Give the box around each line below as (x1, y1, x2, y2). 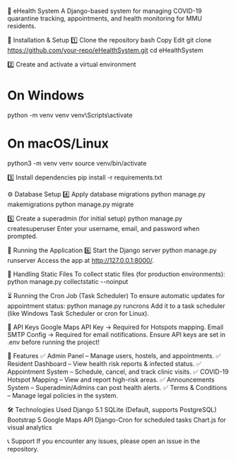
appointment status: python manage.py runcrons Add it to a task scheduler (7, 301, 226, 310)
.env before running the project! (7, 338, 100, 346)
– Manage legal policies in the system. (7, 391, 119, 399)
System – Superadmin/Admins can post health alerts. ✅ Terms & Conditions (7, 383, 228, 391)
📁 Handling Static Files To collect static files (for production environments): (7, 269, 225, 278)
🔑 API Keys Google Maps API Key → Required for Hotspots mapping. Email (7, 322, 224, 331)
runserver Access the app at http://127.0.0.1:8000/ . (7, 256, 154, 264)
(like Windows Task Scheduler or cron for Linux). (7, 309, 150, 317)
